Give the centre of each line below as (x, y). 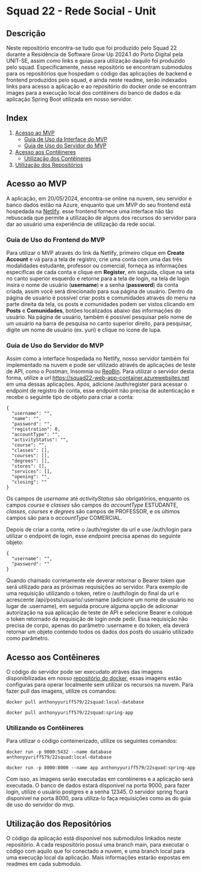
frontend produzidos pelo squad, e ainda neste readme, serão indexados (97, 80)
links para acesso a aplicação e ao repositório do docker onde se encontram (101, 86)
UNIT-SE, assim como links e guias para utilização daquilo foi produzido (96, 61)
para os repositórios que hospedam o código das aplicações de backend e (99, 73)
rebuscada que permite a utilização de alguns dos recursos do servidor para (101, 217)
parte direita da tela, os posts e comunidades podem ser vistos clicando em (100, 304)
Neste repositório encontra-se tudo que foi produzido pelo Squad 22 (92, 48)
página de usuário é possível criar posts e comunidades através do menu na (101, 298)
